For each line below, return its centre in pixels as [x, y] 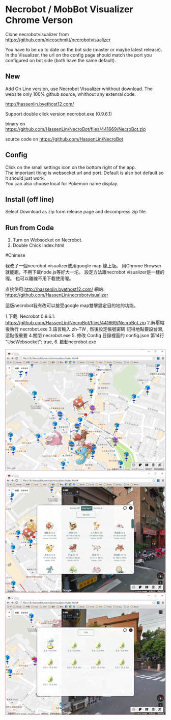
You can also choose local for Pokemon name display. [62, 183]
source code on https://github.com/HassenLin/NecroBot [64, 139]
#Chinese [15, 255]
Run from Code [30, 228]
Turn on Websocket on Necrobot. [48, 240]
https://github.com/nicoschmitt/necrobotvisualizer [58, 40]
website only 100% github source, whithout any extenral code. [71, 94]
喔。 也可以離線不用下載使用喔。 [39, 279]
